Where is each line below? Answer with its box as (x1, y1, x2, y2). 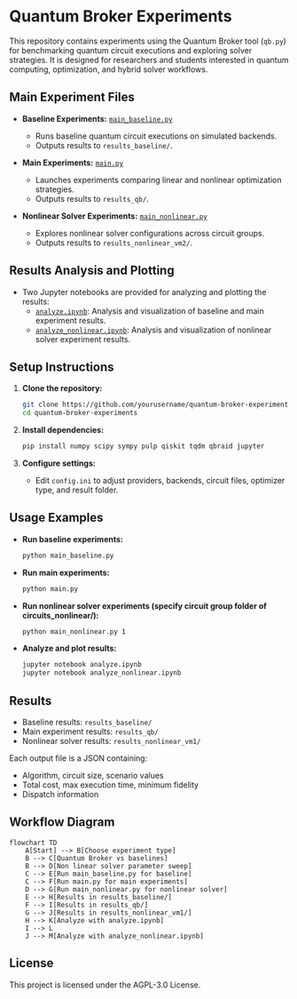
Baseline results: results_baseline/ (21, 717, 152, 727)
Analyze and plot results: (21, 643, 117, 654)
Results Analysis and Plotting (9, 263, 175, 278)
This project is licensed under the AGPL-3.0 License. (9, 979, 201, 990)
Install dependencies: (21, 425, 105, 436)
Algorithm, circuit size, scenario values (21, 771, 164, 780)
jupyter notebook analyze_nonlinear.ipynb (21, 668, 182, 677)
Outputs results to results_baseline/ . (35, 140, 173, 150)
